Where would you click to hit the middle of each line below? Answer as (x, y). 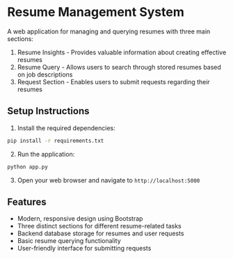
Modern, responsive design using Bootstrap (80, 219)
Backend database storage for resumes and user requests (101, 233)
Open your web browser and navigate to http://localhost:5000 (109, 180)
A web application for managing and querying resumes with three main (109, 31)
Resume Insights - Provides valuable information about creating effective (122, 52)
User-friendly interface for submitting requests (84, 249)
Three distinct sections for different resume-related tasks (99, 226)
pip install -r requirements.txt (56, 141)
